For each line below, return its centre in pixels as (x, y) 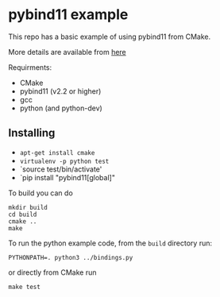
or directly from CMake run (52, 272)
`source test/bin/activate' (61, 169)
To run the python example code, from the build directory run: (110, 243)
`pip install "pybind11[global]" (67, 177)
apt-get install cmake (57, 152)
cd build (23, 214)
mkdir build (28, 207)
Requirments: (30, 67)
